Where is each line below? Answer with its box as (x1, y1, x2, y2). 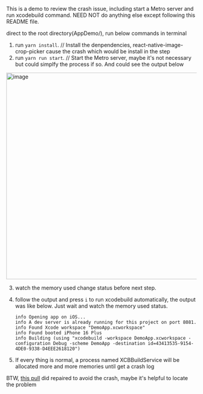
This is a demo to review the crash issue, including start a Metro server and (6, 5, 194, 12)
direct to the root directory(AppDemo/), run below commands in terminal (6, 30, 187, 37)
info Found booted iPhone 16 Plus (14, 330, 102, 336)
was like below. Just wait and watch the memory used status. (14, 302, 168, 309)
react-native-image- (132, 42, 183, 48)
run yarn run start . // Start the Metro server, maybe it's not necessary (14, 54, 192, 61)
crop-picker (14, 48, 45, 55)
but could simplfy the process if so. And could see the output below (14, 60, 184, 68)
